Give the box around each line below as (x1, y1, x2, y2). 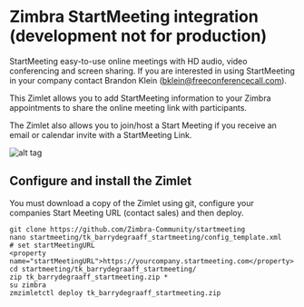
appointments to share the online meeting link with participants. (9, 102, 248, 113)
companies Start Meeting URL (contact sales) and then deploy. (9, 207, 244, 218)
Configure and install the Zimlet (9, 173, 192, 189)
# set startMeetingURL (9, 241, 95, 250)
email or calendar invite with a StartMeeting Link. (9, 129, 192, 140)
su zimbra (9, 280, 47, 290)
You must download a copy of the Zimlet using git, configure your (9, 197, 254, 208)
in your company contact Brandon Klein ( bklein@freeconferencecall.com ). (9, 74, 288, 85)
